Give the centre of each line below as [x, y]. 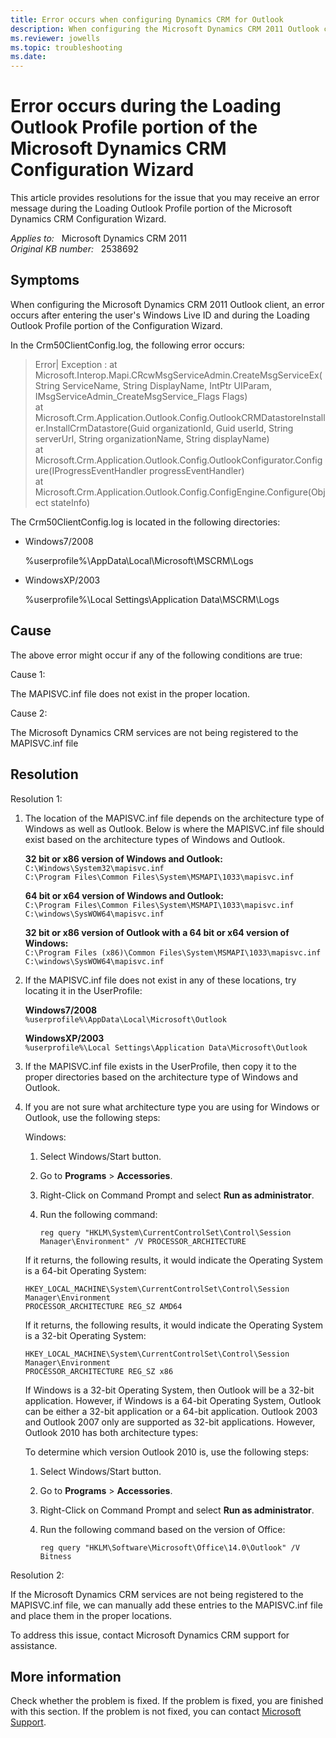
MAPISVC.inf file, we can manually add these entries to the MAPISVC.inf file [166, 1605]
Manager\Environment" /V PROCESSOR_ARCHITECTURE [143, 1241]
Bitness [55, 1556]
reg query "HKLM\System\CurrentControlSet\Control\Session [165, 1232]
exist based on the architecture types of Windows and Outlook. [155, 839]
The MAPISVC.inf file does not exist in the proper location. [130, 693]
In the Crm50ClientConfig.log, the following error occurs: [127, 345]
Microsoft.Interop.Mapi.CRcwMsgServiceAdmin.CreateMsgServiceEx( [178, 375]
